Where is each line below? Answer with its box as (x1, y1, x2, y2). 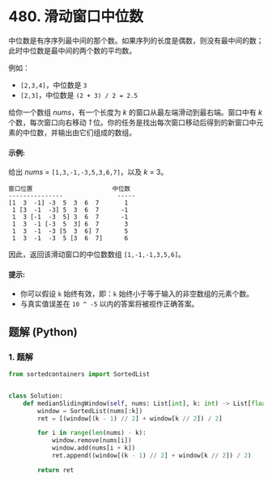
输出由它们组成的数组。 (57, 127, 136, 137)
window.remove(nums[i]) (51, 437, 132, 445)
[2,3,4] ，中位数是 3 (19, 80, 87, 90)
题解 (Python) (8, 325, 79, 339)
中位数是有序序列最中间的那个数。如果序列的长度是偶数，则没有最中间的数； (8, 36, 264, 45)
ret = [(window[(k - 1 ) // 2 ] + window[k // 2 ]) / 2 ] (37, 414, 223, 423)
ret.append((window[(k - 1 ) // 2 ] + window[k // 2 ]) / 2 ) (51, 452, 252, 460)
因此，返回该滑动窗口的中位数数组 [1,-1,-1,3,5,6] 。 (8, 250, 186, 259)
